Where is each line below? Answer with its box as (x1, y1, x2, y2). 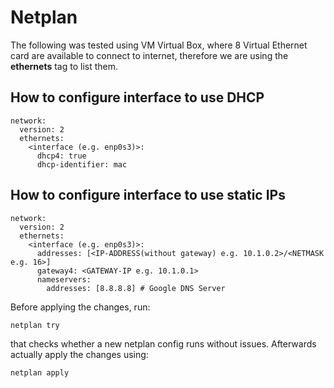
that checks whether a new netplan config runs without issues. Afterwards (10, 337, 317, 350)
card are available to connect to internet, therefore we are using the (10, 49, 289, 61)
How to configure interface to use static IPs (10, 187, 286, 204)
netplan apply (10, 367, 70, 378)
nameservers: (36, 274, 92, 285)
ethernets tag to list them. (10, 60, 119, 72)
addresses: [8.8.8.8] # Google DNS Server (46, 283, 226, 293)
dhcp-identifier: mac (36, 159, 128, 170)
